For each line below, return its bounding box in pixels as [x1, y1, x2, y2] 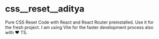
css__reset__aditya [5, 3, 85, 14]
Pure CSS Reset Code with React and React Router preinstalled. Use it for [5, 19, 154, 25]
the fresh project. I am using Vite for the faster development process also [5, 24, 154, 30]
